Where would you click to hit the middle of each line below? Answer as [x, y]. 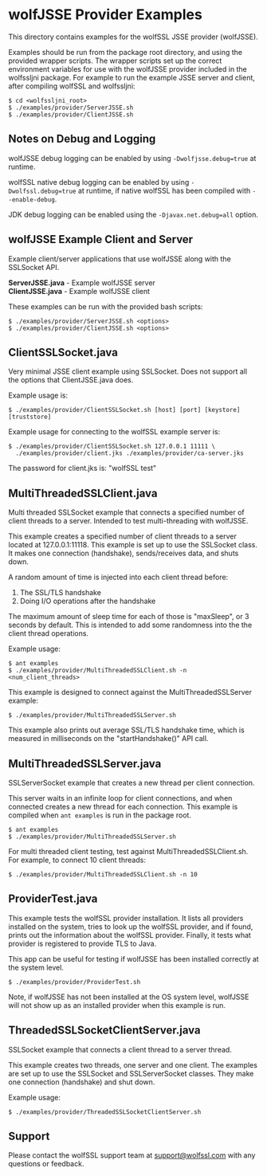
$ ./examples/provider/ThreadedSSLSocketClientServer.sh [105, 1112]
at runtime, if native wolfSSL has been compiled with [164, 190]
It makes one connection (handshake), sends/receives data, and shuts [124, 553]
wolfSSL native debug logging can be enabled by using [99, 182]
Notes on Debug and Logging [82, 139]
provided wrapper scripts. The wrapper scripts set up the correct [115, 61]
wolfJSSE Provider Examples [106, 15]
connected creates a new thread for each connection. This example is [123, 807]
